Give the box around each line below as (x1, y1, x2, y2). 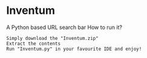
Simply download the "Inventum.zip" (6, 35, 99, 41)
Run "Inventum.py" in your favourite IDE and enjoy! (6, 46, 142, 52)
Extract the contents (6, 40, 61, 47)
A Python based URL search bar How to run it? (6, 24, 123, 31)
